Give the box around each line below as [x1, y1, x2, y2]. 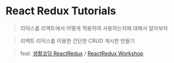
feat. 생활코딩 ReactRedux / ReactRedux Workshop [20, 49, 144, 57]
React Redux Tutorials [5, 4, 116, 18]
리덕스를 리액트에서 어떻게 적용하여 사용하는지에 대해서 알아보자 [20, 24, 168, 31]
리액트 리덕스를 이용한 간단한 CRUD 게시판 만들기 [20, 37, 135, 44]
